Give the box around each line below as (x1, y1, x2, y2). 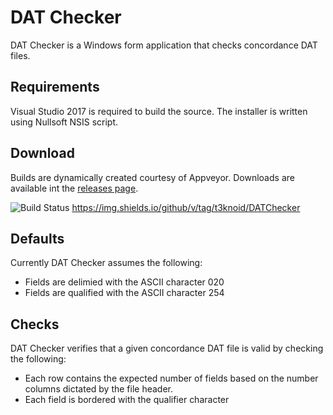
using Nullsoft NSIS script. (10, 116, 119, 128)
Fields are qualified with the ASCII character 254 (24, 287, 225, 299)
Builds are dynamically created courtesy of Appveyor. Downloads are (10, 171, 295, 183)
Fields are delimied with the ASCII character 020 (24, 276, 225, 288)
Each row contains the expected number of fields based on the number (24, 372, 319, 385)
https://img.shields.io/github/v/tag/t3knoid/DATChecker (71, 201, 301, 213)
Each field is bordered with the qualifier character (24, 394, 230, 406)
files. (10, 49, 31, 61)
